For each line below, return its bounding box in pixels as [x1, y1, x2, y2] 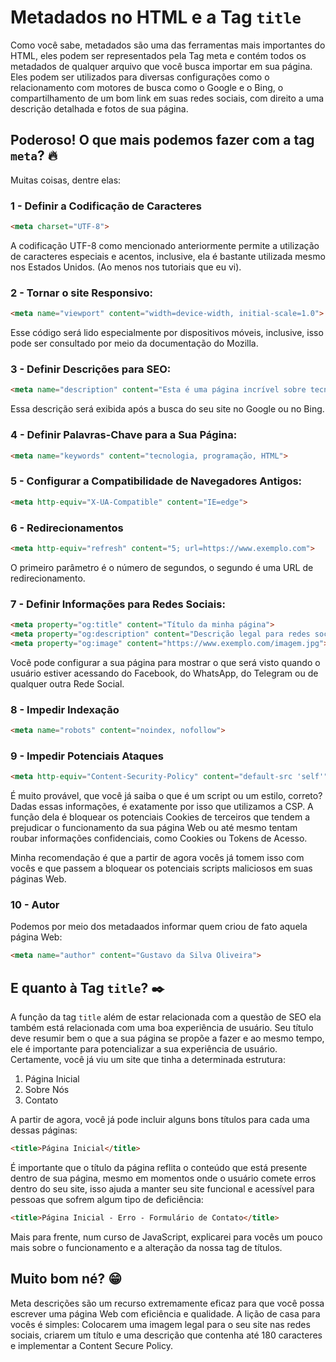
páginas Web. [10, 873, 67, 885]
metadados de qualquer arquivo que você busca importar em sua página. [10, 60, 313, 72]
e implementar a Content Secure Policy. [10, 1339, 173, 1351]
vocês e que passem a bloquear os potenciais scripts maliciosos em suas [10, 862, 313, 875]
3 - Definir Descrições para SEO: [10, 362, 172, 376]
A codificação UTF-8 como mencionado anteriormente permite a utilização [10, 239, 320, 251]
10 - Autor [10, 897, 60, 911]
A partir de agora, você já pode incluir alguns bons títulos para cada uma [10, 1114, 310, 1126]
